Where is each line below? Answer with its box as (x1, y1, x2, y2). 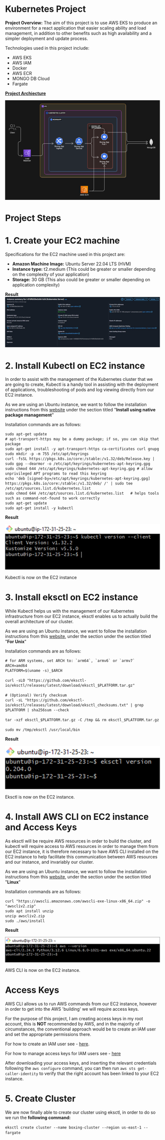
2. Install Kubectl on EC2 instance (5, 360, 145, 371)
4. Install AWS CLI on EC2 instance (5, 811, 149, 822)
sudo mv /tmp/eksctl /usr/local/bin (5, 728, 80, 733)
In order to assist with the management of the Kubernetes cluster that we (5, 376, 153, 382)
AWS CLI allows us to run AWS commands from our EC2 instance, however (5, 1000, 157, 1007)
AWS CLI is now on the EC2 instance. (5, 967, 81, 973)
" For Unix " (5, 639, 27, 645)
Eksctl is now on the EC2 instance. (5, 794, 75, 800)
